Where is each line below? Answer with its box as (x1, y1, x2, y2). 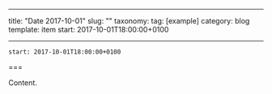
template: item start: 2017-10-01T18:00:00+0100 (8, 25, 169, 34)
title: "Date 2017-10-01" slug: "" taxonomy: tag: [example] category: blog (8, 16, 250, 25)
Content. (8, 78, 38, 88)
